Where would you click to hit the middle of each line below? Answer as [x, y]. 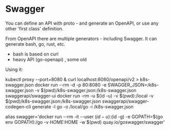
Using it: [14, 69]
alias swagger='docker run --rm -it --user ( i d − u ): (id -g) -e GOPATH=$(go [84, 117]
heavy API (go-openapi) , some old [50, 59]
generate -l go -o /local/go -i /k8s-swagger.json [83, 106]
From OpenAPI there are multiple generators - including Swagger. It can [81, 39]
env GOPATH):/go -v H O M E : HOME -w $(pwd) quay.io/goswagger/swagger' [85, 122]
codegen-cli [18, 106]
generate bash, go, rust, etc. [35, 44]
